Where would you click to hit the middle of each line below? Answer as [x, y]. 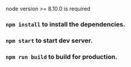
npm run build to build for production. [62, 57]
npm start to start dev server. [49, 40]
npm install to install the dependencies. [65, 24]
